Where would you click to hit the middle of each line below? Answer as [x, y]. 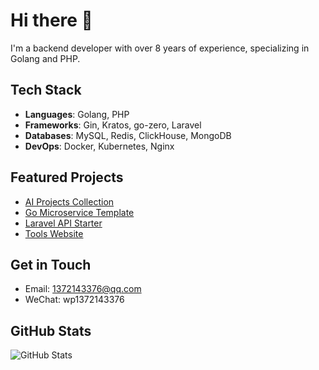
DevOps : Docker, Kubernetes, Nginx [99, 146]
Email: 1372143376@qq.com [83, 289]
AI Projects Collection [69, 201]
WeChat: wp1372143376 [74, 300]
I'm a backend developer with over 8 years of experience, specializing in [160, 48]
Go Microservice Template [79, 212]
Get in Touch [51, 264]
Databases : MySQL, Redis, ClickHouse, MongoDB [128, 135]
